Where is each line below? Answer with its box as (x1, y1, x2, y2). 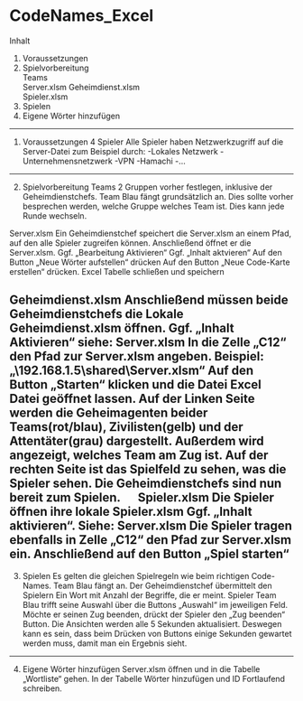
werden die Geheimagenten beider (9, 406, 208, 421)
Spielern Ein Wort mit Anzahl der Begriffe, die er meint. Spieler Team (22, 589, 277, 601)
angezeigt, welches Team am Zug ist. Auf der (9, 448, 269, 463)
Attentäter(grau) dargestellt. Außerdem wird (9, 434, 264, 449)
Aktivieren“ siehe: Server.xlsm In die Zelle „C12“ (9, 335, 287, 350)
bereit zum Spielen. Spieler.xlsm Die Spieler (9, 490, 275, 506)
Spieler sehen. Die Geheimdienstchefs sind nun (9, 476, 282, 491)
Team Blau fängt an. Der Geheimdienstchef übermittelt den (52, 580, 272, 591)
